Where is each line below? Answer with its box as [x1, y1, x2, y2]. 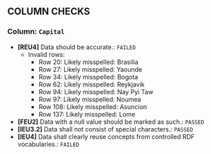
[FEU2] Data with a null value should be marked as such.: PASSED [17, 117, 205, 126]
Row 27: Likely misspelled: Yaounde [38, 65, 143, 73]
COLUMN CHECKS [7, 6, 90, 18]
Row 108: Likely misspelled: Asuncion [38, 102, 148, 111]
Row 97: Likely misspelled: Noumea [38, 95, 141, 103]
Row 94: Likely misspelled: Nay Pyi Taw [38, 87, 153, 96]
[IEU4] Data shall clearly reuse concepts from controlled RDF [17, 132, 195, 141]
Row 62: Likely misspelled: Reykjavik [38, 80, 145, 89]
